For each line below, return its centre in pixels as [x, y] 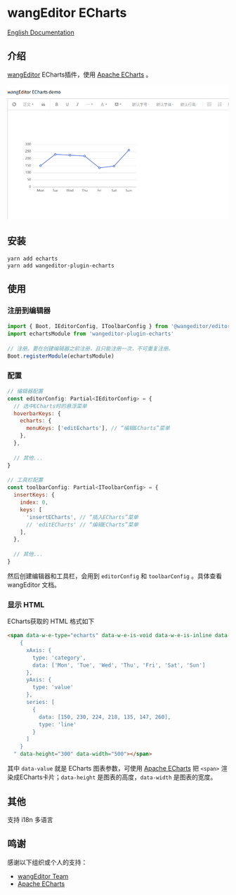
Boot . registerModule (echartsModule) [61, 356]
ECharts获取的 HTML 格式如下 [51, 621]
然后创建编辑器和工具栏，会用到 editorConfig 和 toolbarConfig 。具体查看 [115, 576]
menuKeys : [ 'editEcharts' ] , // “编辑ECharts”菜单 [98, 429]
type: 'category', [59, 658]
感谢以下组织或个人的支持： [47, 862]
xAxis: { [39, 650]
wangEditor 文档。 [34, 584]
